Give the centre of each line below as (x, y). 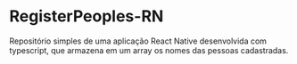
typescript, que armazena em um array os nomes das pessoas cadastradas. (149, 50)
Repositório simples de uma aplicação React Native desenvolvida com (138, 41)
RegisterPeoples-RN (87, 16)
